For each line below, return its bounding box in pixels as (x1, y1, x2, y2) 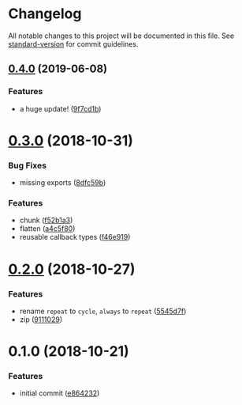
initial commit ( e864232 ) (19, 388, 100, 398)
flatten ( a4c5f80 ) (19, 224, 76, 233)
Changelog (8, 5, 82, 23)
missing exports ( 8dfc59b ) (19, 178, 106, 187)
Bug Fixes (8, 160, 47, 171)
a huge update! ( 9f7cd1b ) (19, 104, 102, 113)
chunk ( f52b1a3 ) (19, 215, 73, 225)
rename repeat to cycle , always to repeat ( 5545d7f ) (19, 306, 187, 316)
